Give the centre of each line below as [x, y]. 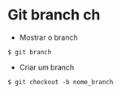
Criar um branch [47, 67]
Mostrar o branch [48, 37]
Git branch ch [54, 15]
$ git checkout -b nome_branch [61, 82]
